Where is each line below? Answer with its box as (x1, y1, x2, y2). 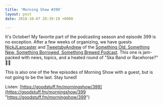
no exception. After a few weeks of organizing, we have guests (5, 39, 132, 45)
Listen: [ (5, 84, 22, 90)
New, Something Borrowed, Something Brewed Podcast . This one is (5, 49, 142, 55)
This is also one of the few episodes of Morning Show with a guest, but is (5, 69, 153, 75)
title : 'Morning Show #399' (5, 7, 63, 12)
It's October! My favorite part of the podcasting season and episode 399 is (5, 34, 156, 40)
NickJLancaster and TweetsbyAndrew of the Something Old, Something (5, 44, 150, 50)
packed (5, 55, 21, 61)
